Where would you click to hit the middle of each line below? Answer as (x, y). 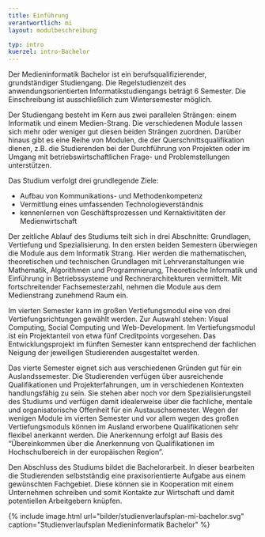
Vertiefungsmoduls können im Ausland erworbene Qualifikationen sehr (123, 427)
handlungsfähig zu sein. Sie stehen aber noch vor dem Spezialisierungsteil (130, 393)
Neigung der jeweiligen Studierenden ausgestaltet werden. (104, 353)
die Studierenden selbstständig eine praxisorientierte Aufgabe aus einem (127, 476)
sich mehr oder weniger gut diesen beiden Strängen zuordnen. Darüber (125, 132)
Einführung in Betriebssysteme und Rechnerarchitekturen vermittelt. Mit (125, 278)
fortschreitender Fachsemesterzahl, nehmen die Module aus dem (115, 287)
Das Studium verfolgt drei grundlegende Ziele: (83, 181)
